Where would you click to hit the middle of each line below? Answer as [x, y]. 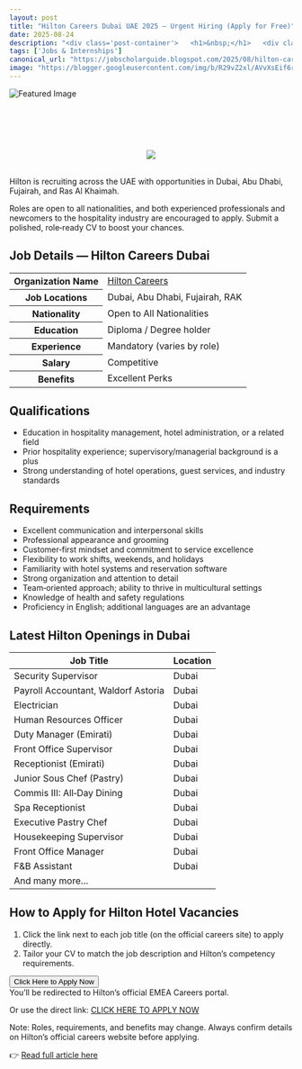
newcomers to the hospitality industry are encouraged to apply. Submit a [144, 218]
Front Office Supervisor [63, 749]
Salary [56, 363]
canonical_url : [38, 59]
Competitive [133, 362]
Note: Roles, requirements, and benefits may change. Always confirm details [151, 1027]
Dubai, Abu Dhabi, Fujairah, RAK [175, 296]
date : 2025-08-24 [42, 34]
